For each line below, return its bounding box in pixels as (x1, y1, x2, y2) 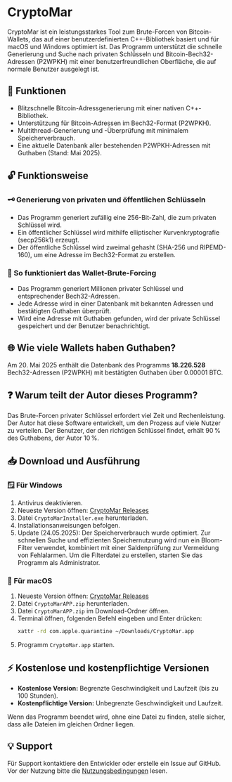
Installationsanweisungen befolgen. (17, 521, 121, 530)
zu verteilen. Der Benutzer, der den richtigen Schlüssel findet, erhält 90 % (7, 426, 221, 435)
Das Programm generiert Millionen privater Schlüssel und (17, 284, 184, 292)
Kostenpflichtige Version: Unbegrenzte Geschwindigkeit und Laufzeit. (17, 699, 224, 708)
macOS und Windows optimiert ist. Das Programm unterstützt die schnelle (7, 42, 223, 51)
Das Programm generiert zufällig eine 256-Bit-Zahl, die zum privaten (17, 214, 217, 222)
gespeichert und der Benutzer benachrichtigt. (17, 321, 150, 330)
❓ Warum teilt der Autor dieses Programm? (7, 389, 198, 401)
